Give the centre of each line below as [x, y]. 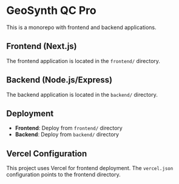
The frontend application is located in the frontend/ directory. [83, 61]
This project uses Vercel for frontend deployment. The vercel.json [90, 168]
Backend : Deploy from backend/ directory [67, 134]
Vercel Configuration [47, 153]
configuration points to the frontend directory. [63, 175]
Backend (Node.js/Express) [59, 80]
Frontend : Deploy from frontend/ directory [69, 128]
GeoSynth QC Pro [52, 11]
